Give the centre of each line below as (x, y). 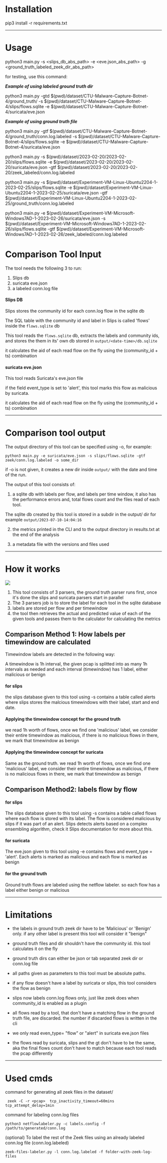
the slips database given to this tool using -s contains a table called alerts (80, 697)
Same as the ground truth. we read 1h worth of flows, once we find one (78, 763)
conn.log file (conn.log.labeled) (37, 1143)
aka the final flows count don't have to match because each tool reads (84, 1048)
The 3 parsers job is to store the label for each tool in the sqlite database (87, 603)
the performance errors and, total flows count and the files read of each (86, 499)
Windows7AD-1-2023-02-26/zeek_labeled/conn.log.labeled (66, 234)
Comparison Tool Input (53, 254)
